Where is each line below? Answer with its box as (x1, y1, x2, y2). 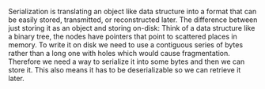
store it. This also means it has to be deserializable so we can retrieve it (8, 65, 241, 74)
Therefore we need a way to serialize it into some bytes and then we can (8, 57, 245, 66)
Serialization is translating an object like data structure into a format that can (8, 7, 257, 16)
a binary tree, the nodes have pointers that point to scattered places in (8, 32, 237, 41)
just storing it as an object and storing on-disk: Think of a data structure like (8, 24, 256, 32)
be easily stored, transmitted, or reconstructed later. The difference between (8, 15, 258, 24)
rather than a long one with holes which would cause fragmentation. (8, 49, 231, 57)
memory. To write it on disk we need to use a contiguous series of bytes (8, 40, 244, 50)
